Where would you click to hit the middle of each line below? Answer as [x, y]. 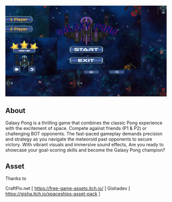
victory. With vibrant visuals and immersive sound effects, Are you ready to [84, 145]
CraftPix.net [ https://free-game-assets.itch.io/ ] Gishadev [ [68, 188]
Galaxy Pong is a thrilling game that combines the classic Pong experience [84, 123]
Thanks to [16, 178]
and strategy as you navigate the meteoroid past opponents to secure [79, 139]
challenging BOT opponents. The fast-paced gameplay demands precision [84, 134]
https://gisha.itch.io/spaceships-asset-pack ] [53, 194]
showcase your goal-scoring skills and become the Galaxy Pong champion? [85, 150]
